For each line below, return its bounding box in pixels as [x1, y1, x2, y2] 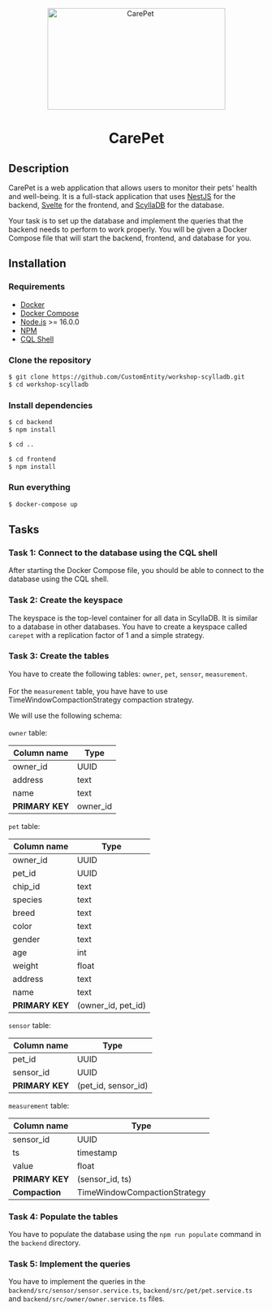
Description [8, 161, 69, 175]
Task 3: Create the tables [8, 650, 110, 662]
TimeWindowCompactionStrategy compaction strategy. [8, 695, 194, 705]
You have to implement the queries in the [8, 1277, 146, 1287]
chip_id [12, 880, 41, 892]
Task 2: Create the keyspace [8, 594, 123, 606]
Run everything [8, 482, 71, 493]
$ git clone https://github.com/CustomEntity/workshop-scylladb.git [8, 372, 245, 381]
